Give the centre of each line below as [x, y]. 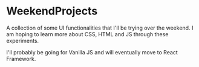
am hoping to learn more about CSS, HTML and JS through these [87, 34]
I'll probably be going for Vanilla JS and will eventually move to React [92, 52]
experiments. [23, 40]
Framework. [21, 59]
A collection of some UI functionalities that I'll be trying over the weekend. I [100, 28]
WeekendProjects [52, 11]
